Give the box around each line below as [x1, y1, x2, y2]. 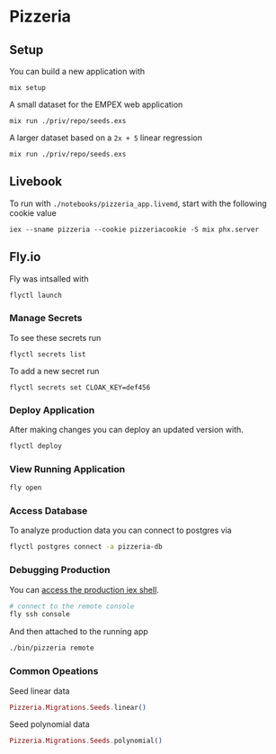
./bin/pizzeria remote [9, 643, 94, 653]
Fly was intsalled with [9, 273, 89, 284]
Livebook [9, 174, 63, 190]
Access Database [9, 505, 88, 517]
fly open [9, 483, 42, 492]
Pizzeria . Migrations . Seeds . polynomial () [9, 736, 164, 746]
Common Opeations [9, 665, 99, 678]
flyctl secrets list [9, 349, 87, 359]
